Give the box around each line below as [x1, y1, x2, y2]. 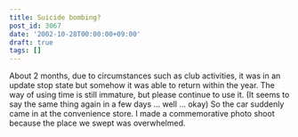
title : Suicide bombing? [9, 12, 101, 22]
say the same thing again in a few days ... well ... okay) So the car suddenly [9, 99, 285, 109]
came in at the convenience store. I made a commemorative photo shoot [9, 109, 275, 119]
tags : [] [9, 46, 42, 55]
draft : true [9, 37, 53, 47]
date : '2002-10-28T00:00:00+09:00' [9, 29, 141, 38]
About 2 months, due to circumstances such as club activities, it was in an [9, 70, 281, 81]
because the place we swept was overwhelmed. [9, 117, 186, 129]
